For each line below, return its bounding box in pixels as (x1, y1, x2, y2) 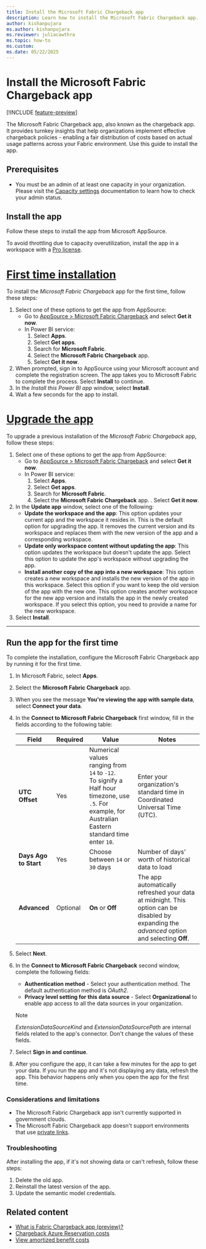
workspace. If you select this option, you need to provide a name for (24, 601, 197, 608)
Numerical (89, 746, 120, 754)
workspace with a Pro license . (6, 246, 83, 253)
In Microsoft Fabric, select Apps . (15, 672, 98, 679)
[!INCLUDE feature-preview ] (6, 109, 78, 116)
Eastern (89, 822, 112, 831)
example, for (89, 807, 126, 815)
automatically (137, 880, 177, 889)
